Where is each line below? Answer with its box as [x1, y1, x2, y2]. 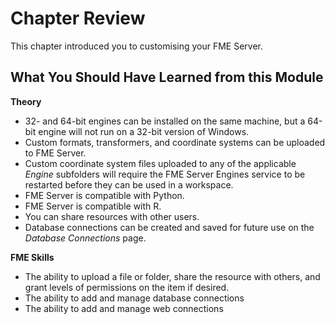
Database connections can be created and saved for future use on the [24, 221, 315, 233]
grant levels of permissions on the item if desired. [24, 281, 230, 293]
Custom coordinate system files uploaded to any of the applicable [24, 157, 297, 169]
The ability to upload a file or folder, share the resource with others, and [24, 270, 321, 282]
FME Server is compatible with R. [24, 200, 162, 212]
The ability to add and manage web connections [24, 302, 224, 314]
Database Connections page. [24, 232, 147, 244]
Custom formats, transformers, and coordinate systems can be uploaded [24, 136, 326, 148]
